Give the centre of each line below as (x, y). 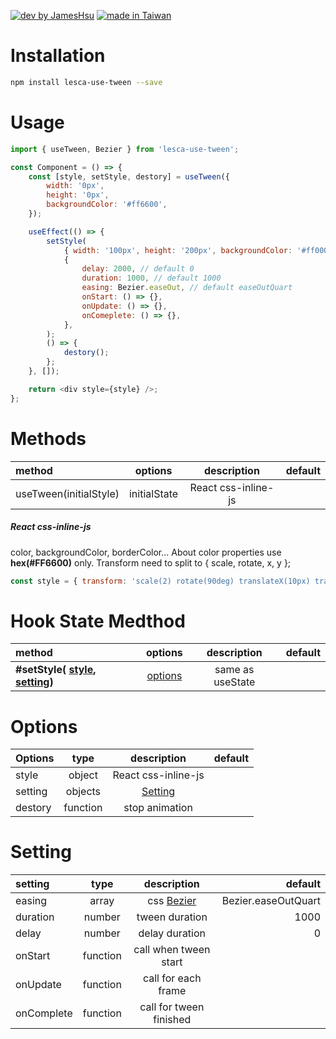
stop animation (158, 808)
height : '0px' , (78, 195)
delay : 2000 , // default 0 (138, 269)
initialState (153, 493)
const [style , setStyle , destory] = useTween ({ (129, 176)
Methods (48, 438)
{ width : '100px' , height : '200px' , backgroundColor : (178, 250)
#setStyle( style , (56, 670)
